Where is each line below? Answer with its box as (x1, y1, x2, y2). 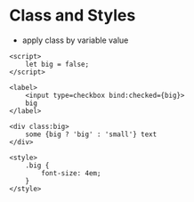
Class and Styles (9, 5, 136, 26)
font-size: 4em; (41, 168, 101, 178)
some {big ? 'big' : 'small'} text (25, 130, 158, 139)
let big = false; (25, 60, 90, 69)
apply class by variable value (21, 35, 129, 45)
